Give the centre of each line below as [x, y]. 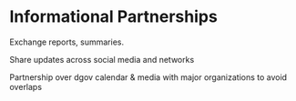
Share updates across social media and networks [102, 59]
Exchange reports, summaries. [67, 42]
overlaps [26, 86]
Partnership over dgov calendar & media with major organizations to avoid [148, 77]
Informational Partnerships [114, 17]
